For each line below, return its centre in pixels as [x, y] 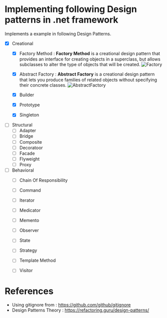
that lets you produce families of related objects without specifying [88, 80]
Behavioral [23, 170]
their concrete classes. [43, 85]
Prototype [30, 105]
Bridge [26, 136]
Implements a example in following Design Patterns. [58, 34]
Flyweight [29, 159]
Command [30, 190]
